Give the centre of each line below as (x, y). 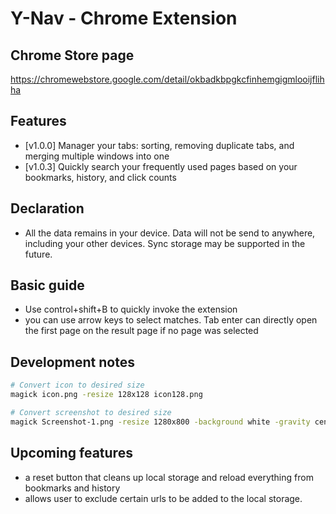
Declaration (47, 208)
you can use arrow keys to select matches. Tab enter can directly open (171, 320)
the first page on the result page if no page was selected (141, 331)
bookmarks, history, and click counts (100, 177)
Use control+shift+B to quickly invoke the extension (131, 309)
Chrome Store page (72, 55)
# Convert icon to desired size (77, 385)
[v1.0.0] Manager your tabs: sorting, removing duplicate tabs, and (159, 145)
